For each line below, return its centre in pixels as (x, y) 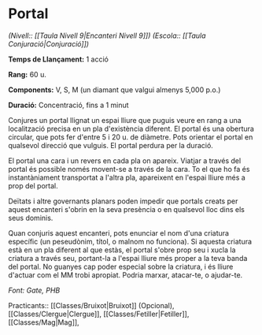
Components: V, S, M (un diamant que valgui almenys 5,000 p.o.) (114, 89)
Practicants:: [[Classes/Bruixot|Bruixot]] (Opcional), (91, 305)
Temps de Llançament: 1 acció (58, 59)
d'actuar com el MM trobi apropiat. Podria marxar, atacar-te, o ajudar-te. (125, 275)
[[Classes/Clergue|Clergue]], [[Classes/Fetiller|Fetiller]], (99, 314)
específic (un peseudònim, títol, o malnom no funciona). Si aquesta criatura (130, 241)
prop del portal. (33, 185)
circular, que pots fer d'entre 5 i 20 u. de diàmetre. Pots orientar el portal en (131, 137)
